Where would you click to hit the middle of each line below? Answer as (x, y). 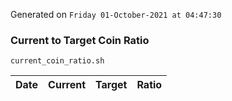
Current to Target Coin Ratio (80, 40)
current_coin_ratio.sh (57, 61)
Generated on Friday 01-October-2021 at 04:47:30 (116, 14)
